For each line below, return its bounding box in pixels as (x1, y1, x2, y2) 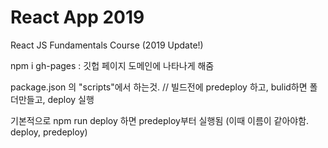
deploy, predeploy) (10, 126, 88, 138)
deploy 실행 (47, 93, 95, 105)
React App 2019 (10, 6, 145, 29)
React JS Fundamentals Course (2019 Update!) (10, 39, 204, 51)
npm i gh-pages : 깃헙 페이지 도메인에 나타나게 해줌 (10, 59, 215, 71)
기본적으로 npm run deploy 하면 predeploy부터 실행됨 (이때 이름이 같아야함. (10, 114, 310, 126)
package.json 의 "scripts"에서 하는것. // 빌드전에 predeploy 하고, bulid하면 (10, 81, 308, 93)
